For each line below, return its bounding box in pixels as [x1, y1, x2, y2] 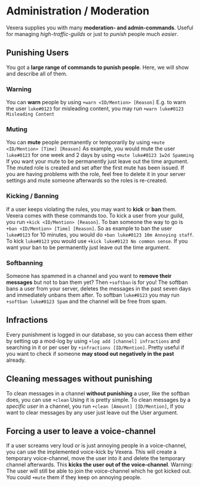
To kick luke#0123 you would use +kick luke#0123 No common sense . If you [6, 237, 188, 244]
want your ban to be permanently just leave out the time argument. [6, 244, 170, 251]
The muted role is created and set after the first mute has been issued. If [6, 164, 184, 171]
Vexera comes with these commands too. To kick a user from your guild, [6, 211, 184, 219]
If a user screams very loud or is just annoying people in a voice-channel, [6, 442, 187, 449]
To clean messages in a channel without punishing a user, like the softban [6, 389, 190, 397]
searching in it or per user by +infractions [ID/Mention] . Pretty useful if [6, 343, 184, 351]
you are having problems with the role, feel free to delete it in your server [6, 171, 186, 178]
